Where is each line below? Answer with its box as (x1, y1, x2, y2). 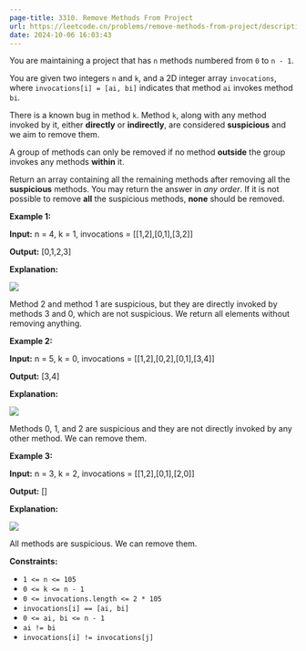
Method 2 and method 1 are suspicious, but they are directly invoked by (9, 299, 278, 310)
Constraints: (9, 556, 58, 567)
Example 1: (9, 211, 52, 222)
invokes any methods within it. (9, 157, 125, 168)
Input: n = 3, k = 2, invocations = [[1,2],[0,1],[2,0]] (9, 468, 195, 479)
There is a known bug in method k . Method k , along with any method (9, 110, 267, 121)
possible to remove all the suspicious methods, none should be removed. (9, 193, 285, 205)
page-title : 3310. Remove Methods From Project (9, 13, 194, 23)
